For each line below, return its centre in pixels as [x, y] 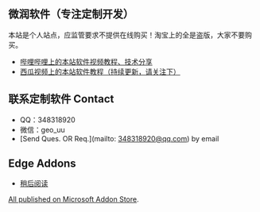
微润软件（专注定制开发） [71, 14]
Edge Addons [43, 164]
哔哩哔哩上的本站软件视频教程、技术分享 [86, 61]
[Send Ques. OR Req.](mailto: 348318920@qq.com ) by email [119, 138]
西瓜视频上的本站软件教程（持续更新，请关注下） [100, 71]
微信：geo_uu [42, 129]
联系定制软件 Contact [61, 99]
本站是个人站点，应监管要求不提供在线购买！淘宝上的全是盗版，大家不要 [126, 35]
